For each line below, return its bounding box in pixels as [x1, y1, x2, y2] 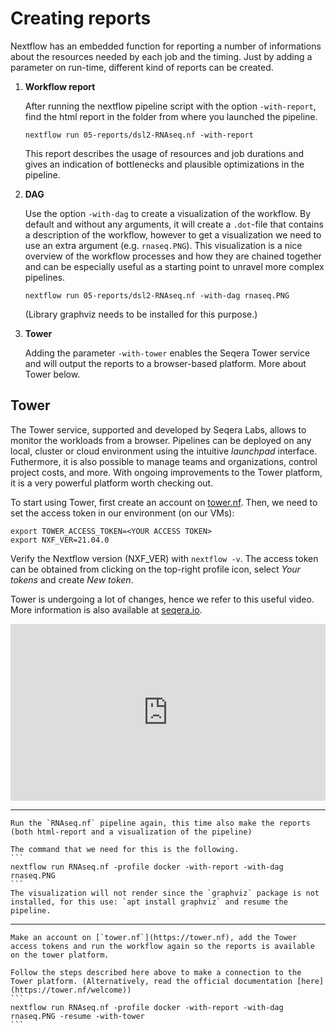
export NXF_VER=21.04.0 [10, 535, 110, 545]
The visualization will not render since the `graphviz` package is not [10, 888, 320, 899]
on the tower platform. [10, 950, 110, 961]
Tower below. [24, 368, 81, 380]
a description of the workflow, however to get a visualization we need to [24, 228, 322, 241]
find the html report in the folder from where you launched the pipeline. [24, 110, 318, 122]
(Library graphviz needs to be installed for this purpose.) [24, 308, 258, 320]
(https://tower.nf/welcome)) [10, 985, 132, 996]
